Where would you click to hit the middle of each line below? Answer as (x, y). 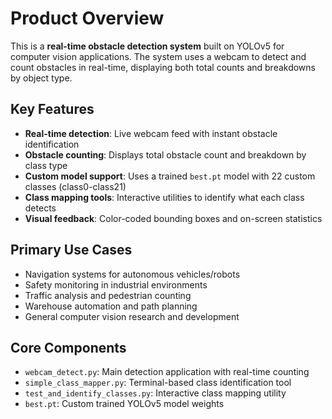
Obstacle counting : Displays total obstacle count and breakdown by (165, 154)
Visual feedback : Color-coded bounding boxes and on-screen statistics (173, 218)
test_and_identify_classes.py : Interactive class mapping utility (155, 393)
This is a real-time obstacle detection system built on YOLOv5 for (147, 46)
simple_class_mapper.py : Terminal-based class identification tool (158, 383)
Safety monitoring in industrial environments (116, 284)
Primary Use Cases (71, 250)
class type (46, 165)
